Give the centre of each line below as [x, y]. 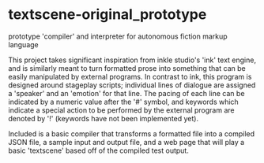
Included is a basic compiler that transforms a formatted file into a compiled [132, 133]
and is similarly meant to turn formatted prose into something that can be [127, 68]
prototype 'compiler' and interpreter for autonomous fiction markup [118, 36]
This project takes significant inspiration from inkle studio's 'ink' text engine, [132, 60]
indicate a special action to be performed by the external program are [121, 110]
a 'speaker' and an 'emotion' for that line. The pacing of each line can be [126, 93]
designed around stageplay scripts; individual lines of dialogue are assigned [132, 85]
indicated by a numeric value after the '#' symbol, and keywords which [123, 102]
